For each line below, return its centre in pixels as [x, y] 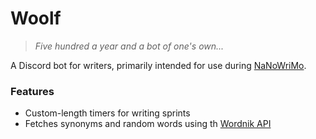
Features [32, 91]
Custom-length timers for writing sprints [107, 113]
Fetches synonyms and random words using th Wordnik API [148, 124]
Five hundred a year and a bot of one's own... [129, 46]
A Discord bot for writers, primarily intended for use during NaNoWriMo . [158, 65]
